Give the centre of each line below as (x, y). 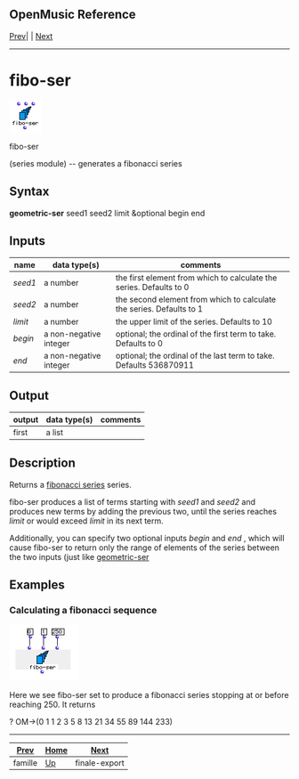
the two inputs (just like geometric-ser (79, 556)
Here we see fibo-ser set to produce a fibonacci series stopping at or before (149, 695)
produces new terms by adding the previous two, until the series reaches (143, 511)
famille (25, 763)
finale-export (100, 763)
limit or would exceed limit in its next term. (87, 521)
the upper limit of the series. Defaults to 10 (194, 321)
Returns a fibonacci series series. (70, 484)
